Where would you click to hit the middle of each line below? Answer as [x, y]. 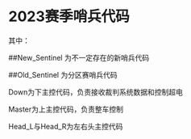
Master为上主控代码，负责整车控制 [66, 109]
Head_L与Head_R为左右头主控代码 [66, 126]
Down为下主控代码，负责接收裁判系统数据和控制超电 [95, 92]
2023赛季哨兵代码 [69, 17]
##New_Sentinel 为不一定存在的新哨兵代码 [79, 57]
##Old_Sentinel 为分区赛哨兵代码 [63, 74]
